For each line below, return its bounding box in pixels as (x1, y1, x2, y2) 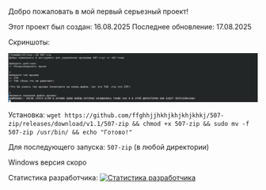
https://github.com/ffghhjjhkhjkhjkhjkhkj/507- (64, 111, 225, 120)
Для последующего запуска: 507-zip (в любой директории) (8, 142, 210, 151)
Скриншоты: (8, 37, 50, 47)
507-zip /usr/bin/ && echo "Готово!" (8, 128, 133, 136)
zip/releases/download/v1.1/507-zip (8, 120, 129, 127)
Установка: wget (8, 110, 62, 120)
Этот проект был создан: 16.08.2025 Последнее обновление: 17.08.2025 (8, 22, 252, 31)
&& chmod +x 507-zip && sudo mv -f (131, 120, 249, 127)
